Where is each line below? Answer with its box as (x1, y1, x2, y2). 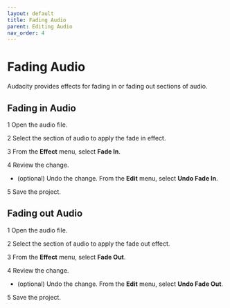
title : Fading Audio (7, 17, 67, 24)
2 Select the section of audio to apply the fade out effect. (7, 239, 170, 248)
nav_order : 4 (7, 29, 45, 37)
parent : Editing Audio (7, 23, 73, 30)
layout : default (7, 10, 54, 17)
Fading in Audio (7, 102, 76, 114)
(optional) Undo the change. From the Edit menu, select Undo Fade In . (17, 174, 218, 182)
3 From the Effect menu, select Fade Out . (7, 253, 126, 261)
